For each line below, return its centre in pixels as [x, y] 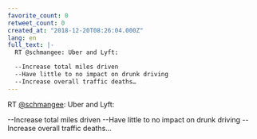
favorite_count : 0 [38, 15]
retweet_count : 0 [36, 23]
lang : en [22, 38]
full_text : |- [31, 45]
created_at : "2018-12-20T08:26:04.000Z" [76, 30]
